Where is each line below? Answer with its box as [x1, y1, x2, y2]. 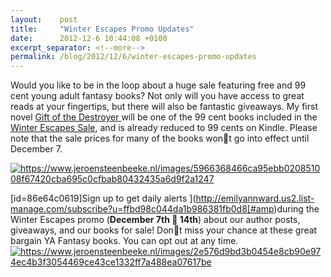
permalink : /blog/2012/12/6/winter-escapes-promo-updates [10, 52, 257, 62]
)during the [273, 203, 320, 215]
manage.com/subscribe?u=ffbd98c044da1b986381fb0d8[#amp [10, 203, 275, 215]
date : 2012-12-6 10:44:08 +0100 [10, 33, 168, 43]
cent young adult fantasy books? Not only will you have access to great [10, 90, 305, 102]
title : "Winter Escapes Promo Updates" [10, 24, 195, 34]
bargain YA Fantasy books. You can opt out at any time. [10, 235, 239, 247]
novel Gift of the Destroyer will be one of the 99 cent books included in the [10, 111, 318, 123]
